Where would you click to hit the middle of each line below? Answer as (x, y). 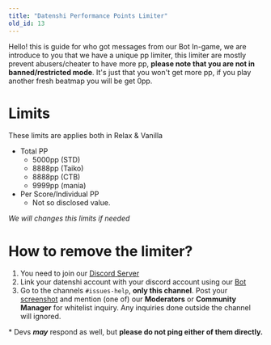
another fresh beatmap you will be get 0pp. (80, 81)
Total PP (34, 151)
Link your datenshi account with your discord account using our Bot (133, 282)
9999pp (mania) (59, 186)
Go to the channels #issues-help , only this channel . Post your (124, 291)
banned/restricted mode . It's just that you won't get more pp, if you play (130, 72)
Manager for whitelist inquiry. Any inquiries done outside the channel (135, 308)
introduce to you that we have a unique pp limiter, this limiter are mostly (127, 55)
